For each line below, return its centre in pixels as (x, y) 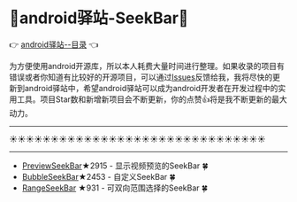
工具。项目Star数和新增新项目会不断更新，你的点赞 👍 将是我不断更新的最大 (152, 99)
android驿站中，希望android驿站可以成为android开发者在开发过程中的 (151, 88)
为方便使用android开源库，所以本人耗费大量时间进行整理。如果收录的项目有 (147, 66)
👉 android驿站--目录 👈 (54, 44)
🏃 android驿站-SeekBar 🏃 (99, 18)
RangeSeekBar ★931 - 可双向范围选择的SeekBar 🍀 (115, 188)
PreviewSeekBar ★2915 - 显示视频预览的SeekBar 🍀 (115, 166)
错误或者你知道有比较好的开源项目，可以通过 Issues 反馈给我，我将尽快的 (141, 77)
